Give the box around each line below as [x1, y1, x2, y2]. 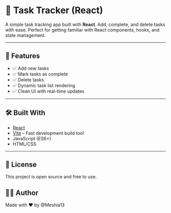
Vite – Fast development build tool [12, 130, 84, 136]
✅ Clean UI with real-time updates [12, 88, 84, 94]
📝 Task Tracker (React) [5, 5, 103, 16]
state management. [5, 32, 46, 38]
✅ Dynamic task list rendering [12, 82, 75, 88]
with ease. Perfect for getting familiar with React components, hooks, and [5, 26, 160, 33]
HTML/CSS [12, 141, 37, 147]
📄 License [5, 160, 37, 169]
